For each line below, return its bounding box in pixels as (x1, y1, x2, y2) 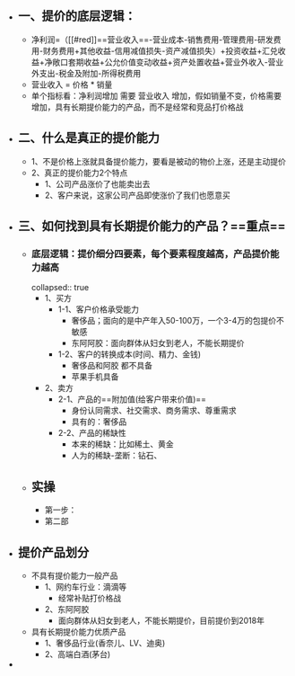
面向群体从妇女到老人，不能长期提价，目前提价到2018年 (57, 615, 265, 626)
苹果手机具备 (71, 371, 119, 382)
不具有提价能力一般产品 (30, 570, 118, 581)
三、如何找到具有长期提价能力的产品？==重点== (17, 218, 286, 234)
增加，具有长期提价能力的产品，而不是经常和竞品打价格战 (30, 102, 244, 112)
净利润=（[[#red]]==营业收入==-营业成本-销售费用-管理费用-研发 (30, 34, 273, 45)
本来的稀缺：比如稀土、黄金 (71, 439, 174, 449)
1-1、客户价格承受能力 (57, 304, 140, 315)
